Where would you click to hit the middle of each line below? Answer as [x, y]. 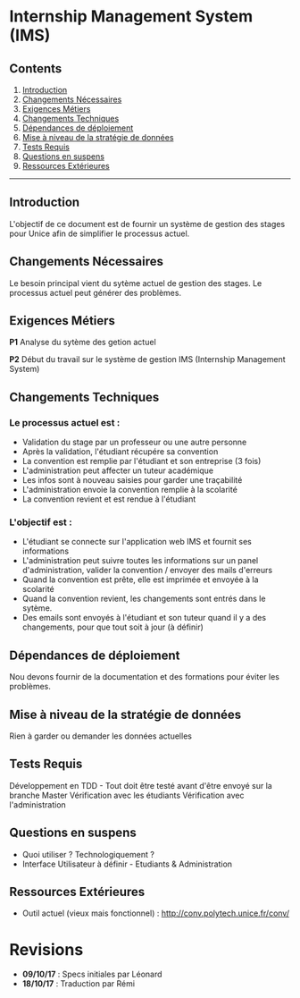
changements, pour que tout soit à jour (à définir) [112, 627]
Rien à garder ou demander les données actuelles [100, 736]
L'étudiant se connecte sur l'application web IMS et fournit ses [137, 542]
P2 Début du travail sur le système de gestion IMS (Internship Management [147, 359]
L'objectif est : [41, 522]
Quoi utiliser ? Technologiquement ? [88, 854]
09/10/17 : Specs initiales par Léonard [92, 974]
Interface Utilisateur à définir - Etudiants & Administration [127, 864]
